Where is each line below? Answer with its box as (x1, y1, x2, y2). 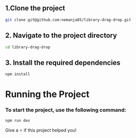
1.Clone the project (5, 4, 65, 13)
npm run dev (5, 118, 30, 123)
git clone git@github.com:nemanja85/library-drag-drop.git (5, 17, 131, 22)
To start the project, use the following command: (5, 106, 126, 113)
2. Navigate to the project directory (5, 31, 117, 40)
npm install (5, 72, 30, 77)
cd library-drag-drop (5, 45, 51, 50)
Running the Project (5, 89, 90, 100)
